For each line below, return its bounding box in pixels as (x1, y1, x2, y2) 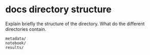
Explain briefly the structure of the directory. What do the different (5, 21, 145, 27)
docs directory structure (5, 4, 112, 15)
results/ (5, 45, 24, 50)
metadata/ (5, 36, 27, 41)
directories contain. (5, 26, 47, 32)
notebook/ (5, 40, 27, 46)
